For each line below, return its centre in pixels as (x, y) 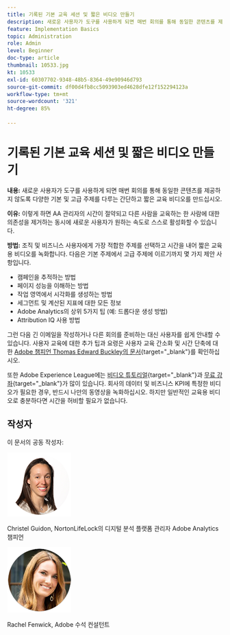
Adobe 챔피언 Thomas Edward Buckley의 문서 (78, 351)
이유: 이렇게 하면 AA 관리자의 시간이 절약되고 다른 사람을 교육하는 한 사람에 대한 (114, 213)
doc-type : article (33, 58)
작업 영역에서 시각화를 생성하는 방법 (65, 294)
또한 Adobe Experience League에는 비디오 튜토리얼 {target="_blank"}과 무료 (111, 375)
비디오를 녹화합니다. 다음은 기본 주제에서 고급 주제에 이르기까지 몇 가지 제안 (115, 253)
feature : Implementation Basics (53, 29)
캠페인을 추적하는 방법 (47, 277)
